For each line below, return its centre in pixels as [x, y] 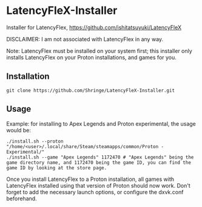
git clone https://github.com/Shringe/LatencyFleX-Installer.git [90, 90]
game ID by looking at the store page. [57, 168]
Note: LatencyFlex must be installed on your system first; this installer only [99, 51]
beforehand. [22, 199]
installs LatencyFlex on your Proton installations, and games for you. [92, 57]
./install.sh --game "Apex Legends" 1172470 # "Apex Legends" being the [100, 157]
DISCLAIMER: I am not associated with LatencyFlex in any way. [85, 39]
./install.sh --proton [35, 141]
